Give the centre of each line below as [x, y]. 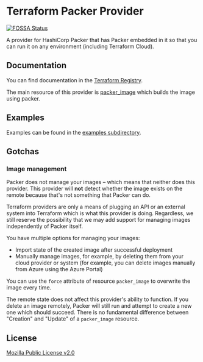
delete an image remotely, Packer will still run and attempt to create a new [99, 306]
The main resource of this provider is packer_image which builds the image [101, 92]
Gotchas [23, 151]
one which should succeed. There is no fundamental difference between [98, 313]
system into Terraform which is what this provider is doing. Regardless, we [100, 213]
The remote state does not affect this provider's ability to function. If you [98, 299]
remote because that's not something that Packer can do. [79, 195]
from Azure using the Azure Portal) [59, 269]
